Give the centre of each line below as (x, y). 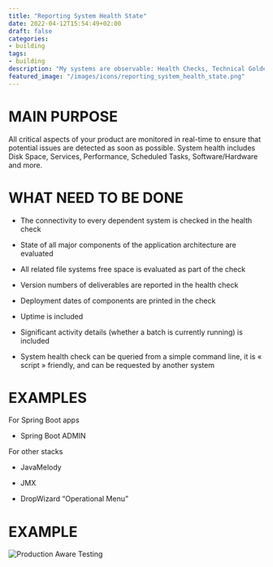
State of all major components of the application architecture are (128, 245)
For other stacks (36, 452)
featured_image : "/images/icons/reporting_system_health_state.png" (127, 76)
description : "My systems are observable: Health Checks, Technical (127, 69)
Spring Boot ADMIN (53, 436)
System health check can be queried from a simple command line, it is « (141, 356)
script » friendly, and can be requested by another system (117, 365)
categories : (28, 39)
